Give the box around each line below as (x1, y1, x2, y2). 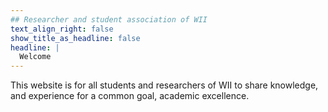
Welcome (19, 52, 52, 62)
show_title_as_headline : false (10, 33, 141, 43)
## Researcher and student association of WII (10, 14, 208, 25)
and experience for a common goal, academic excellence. (10, 90, 250, 102)
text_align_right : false (10, 24, 114, 34)
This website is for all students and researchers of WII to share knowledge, (10, 79, 319, 91)
